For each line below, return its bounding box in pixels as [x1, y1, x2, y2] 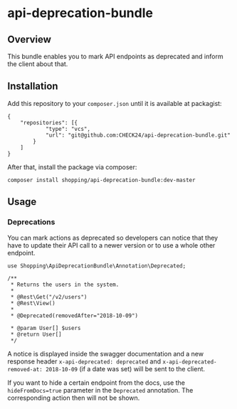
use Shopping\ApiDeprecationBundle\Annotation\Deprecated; [7, 262, 186, 270]
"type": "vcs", [45, 125, 91, 132]
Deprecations [7, 217, 56, 227]
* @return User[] [10, 331, 62, 338]
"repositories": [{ [20, 119, 78, 126]
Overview [7, 33, 52, 46]
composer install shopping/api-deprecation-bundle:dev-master [7, 176, 196, 184]
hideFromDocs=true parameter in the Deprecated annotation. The [7, 386, 194, 394]
